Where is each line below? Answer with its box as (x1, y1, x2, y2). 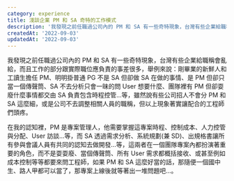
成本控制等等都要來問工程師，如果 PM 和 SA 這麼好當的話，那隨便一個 (7, 158, 209, 166)
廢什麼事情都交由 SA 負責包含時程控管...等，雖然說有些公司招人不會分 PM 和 (7, 91, 226, 100)
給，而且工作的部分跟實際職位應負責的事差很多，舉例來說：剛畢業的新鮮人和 (7, 65, 227, 73)
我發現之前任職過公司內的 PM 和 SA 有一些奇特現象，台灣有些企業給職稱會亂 (7, 56, 227, 65)
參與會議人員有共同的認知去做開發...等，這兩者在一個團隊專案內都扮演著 (13, 141, 221, 149)
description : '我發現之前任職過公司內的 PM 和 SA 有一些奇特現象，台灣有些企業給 (7, 23, 221, 30)
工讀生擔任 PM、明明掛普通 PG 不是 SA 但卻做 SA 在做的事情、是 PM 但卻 (7, 74, 219, 82)
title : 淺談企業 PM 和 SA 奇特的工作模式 (7, 17, 117, 24)
